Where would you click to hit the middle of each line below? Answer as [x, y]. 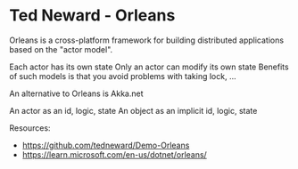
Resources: [30, 128]
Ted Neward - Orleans [92, 16]
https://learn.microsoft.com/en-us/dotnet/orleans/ [114, 154]
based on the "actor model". [61, 49]
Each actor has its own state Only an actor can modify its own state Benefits [149, 67]
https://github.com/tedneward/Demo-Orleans [106, 145]
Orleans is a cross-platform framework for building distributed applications [146, 40]
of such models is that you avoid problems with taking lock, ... [123, 76]
